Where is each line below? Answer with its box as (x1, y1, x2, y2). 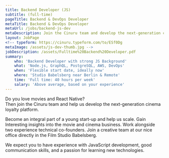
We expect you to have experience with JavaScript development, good (5, 141, 152, 148)
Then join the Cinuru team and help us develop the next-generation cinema (5, 101, 161, 107)
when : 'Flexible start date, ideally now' (14, 68, 105, 73)
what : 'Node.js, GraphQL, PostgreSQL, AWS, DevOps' (14, 63, 125, 68)
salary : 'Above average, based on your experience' (14, 82, 125, 87)
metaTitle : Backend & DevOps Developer (5, 21, 89, 27)
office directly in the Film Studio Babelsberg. (5, 132, 97, 138)
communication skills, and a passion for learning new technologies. (5, 147, 145, 153)
